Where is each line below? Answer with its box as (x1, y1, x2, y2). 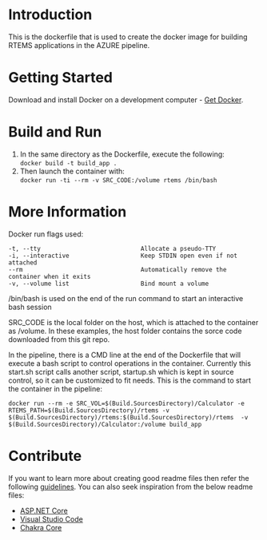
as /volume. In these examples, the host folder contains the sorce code (8, 326, 242, 336)
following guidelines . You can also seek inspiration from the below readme (8, 482, 253, 491)
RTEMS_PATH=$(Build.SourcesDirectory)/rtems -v (8, 406, 170, 415)
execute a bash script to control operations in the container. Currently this (8, 358, 252, 368)
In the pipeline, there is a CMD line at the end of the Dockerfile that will (8, 350, 241, 359)
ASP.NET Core (19, 506, 68, 515)
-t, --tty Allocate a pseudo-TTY (8, 244, 217, 252)
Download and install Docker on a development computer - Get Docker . (8, 94, 244, 105)
